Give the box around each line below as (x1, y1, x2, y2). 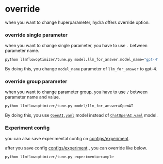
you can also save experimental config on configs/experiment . (5, 135, 130, 141)
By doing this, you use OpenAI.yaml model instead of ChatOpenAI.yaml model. (5, 113, 158, 118)
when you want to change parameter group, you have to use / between (5, 89, 148, 95)
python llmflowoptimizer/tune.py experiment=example (5, 154, 114, 159)
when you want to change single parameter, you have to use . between (5, 43, 148, 49)
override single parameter (5, 32, 68, 38)
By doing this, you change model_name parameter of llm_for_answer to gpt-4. (5, 66, 158, 72)
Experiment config (5, 125, 50, 131)
